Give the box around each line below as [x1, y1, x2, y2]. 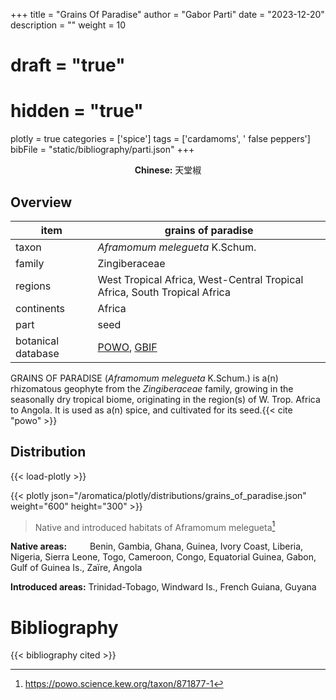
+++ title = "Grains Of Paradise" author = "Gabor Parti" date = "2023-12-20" [10, 9, 325, 20]
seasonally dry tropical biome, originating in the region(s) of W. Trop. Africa [10, 393, 321, 405]
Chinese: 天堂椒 [134, 164, 202, 176]
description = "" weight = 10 [10, 19, 127, 31]
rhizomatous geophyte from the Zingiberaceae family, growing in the [10, 382, 294, 394]
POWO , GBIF [97, 340, 158, 354]
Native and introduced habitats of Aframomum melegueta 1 [34, 519, 276, 533]
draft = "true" [10, 54, 126, 77]
